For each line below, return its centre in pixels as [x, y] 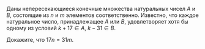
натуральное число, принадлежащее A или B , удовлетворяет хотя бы [97, 21]
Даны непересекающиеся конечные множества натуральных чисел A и [101, 9]
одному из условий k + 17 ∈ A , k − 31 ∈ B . [61, 28]
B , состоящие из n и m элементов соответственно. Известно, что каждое [102, 15]
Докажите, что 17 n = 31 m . [40, 40]
